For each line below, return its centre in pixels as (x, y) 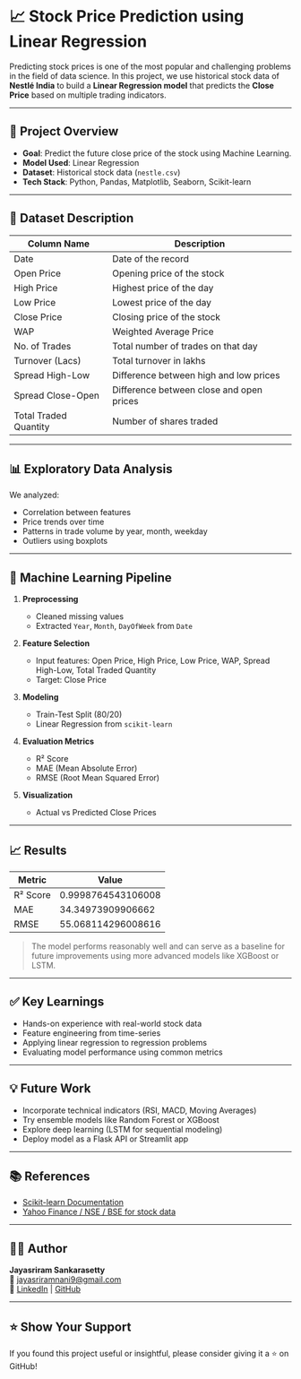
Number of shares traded (165, 421)
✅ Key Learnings (57, 1002)
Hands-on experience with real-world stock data (112, 1023)
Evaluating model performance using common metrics (122, 1052)
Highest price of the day (163, 288)
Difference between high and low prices (196, 375)
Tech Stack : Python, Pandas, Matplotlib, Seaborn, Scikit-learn (137, 181)
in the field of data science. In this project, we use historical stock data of (144, 75)
